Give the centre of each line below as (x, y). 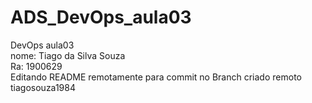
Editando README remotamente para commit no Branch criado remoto (156, 77)
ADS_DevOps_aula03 (101, 17)
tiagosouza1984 (43, 87)
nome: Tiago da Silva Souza (68, 55)
